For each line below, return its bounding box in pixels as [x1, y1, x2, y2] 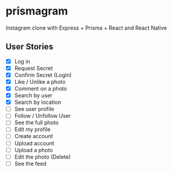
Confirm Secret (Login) [14, 71, 72, 78]
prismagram [5, 4, 68, 18]
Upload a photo [14, 146, 53, 153]
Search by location [14, 98, 61, 106]
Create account [14, 133, 54, 140]
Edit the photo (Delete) [14, 153, 71, 161]
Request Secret [14, 65, 53, 72]
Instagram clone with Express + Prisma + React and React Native [5, 24, 167, 31]
